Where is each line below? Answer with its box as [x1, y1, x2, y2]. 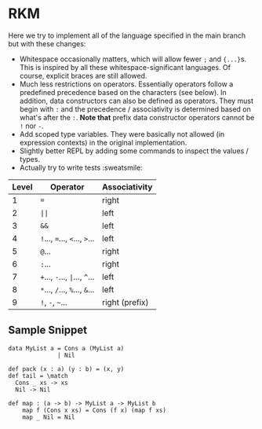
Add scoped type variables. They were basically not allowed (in [19, 129, 225, 138]
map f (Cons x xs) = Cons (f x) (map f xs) [22, 406, 167, 414]
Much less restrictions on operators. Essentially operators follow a [19, 79, 234, 89]
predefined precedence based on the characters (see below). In [19, 87, 227, 97]
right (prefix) [101, 296, 149, 307]
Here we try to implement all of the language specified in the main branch [8, 31, 246, 40]
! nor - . [19, 121, 44, 130]
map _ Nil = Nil [22, 413, 76, 421]
